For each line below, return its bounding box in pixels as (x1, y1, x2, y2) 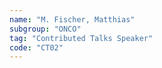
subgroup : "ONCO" (9, 24, 82, 34)
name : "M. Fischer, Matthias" (9, 14, 136, 25)
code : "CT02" (9, 42, 64, 53)
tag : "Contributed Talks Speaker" (9, 33, 154, 43)
